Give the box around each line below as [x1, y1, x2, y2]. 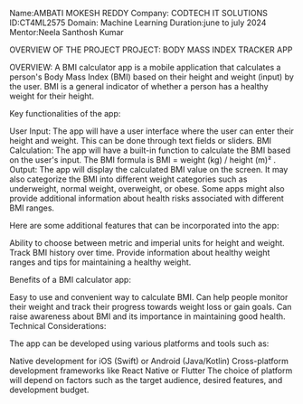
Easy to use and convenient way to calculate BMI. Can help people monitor [9, 292, 289, 302]
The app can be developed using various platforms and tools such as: [9, 338, 270, 349]
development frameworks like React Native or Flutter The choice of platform [9, 365, 293, 376]
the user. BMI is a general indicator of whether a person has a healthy [9, 81, 269, 91]
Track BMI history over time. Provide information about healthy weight [9, 248, 270, 258]
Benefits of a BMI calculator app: [9, 275, 131, 285]
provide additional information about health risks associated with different [9, 193, 285, 203]
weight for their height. [9, 90, 95, 101]
